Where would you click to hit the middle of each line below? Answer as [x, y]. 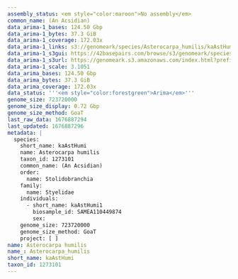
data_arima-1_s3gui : [38, 54]
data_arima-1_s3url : [38, 60]
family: [31, 185]
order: [30, 172]
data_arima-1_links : [38, 47]
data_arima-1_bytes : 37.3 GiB [52, 34]
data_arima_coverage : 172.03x [52, 87]
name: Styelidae [50, 192]
